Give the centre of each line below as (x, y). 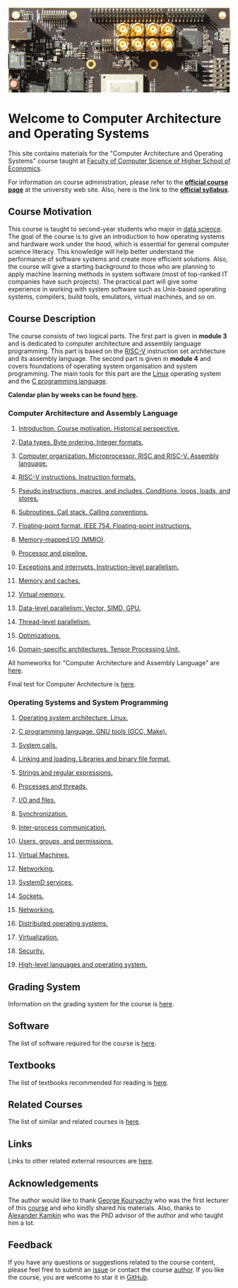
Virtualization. (38, 937)
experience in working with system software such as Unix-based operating (117, 289)
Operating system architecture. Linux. (73, 718)
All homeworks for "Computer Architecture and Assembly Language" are (114, 662)
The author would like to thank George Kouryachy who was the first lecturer (118, 1200)
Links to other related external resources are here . (81, 1161)
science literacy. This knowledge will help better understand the (101, 251)
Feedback (30, 1245)
